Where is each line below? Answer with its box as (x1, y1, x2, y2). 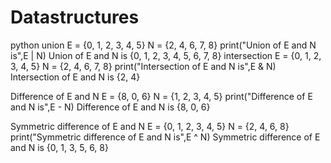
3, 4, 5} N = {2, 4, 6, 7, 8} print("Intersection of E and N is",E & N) (10, 60, 277, 72)
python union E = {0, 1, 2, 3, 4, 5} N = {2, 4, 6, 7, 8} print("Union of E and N (10, 39, 317, 51)
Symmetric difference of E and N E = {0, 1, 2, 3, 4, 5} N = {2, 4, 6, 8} (10, 120, 290, 132)
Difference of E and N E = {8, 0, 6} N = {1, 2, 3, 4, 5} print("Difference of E (10, 90, 313, 102)
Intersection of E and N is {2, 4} (10, 71, 141, 83)
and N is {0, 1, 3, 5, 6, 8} (10, 141, 109, 153)
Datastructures (10, 6, 140, 29)
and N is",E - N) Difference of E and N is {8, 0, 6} (10, 101, 211, 113)
